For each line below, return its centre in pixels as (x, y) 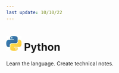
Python (42, 47)
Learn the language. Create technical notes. (60, 63)
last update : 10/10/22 (34, 12)
